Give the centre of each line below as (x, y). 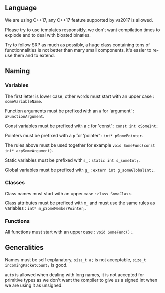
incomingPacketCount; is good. (36, 265)
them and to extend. (34, 55)
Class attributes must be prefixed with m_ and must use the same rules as (80, 203)
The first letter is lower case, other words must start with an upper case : (80, 96)
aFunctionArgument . (25, 116)
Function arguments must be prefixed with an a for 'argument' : (70, 111)
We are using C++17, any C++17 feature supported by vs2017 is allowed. (79, 20)
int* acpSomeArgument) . (29, 150)
